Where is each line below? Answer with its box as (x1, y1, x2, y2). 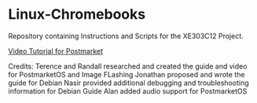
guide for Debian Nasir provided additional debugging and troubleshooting (8, 78, 249, 87)
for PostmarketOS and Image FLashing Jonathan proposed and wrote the (8, 69, 245, 79)
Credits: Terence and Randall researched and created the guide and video (8, 61, 248, 71)
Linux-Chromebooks (8, 5, 146, 23)
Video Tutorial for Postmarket (8, 46, 104, 55)
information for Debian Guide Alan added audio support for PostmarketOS (8, 86, 248, 95)
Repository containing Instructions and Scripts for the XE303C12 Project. (8, 31, 244, 41)
